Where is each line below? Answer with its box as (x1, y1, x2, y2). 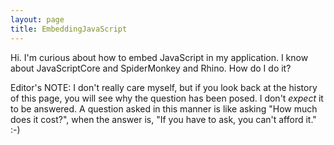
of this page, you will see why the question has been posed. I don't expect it (10, 92, 324, 104)
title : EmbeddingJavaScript (10, 24, 128, 34)
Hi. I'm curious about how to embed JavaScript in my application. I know (10, 51, 309, 63)
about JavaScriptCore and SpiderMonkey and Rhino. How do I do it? (10, 62, 292, 74)
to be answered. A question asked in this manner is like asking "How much (10, 102, 318, 115)
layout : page (10, 14, 65, 25)
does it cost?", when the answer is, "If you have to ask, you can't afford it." (10, 113, 317, 125)
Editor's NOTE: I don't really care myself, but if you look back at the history (10, 81, 318, 93)
